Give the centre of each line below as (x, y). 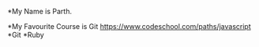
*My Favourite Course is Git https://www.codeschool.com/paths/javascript (129, 26)
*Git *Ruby (26, 35)
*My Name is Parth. (40, 11)
